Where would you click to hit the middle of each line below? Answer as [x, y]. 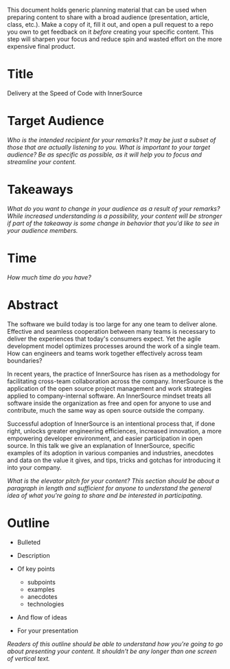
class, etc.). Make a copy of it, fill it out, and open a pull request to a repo [111, 24]
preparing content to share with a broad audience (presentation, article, [108, 17]
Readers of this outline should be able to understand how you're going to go [115, 644]
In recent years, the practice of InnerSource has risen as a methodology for [114, 374]
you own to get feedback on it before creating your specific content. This [111, 32]
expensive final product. [41, 46]
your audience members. [43, 230]
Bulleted [29, 542]
